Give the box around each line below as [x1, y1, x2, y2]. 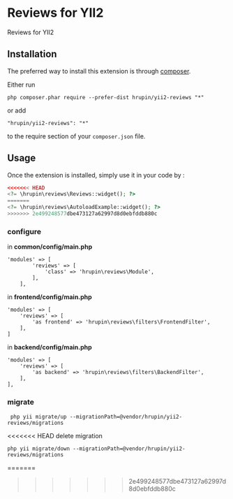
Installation [7, 48, 57, 60]
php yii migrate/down [7, 445, 70, 452]
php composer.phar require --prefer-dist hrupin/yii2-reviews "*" [7, 94, 204, 101]
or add [7, 106, 27, 115]
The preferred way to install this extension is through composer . [7, 66, 191, 75]
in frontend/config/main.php [7, 293, 92, 301]
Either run [7, 80, 36, 89]
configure [7, 226, 42, 236]
